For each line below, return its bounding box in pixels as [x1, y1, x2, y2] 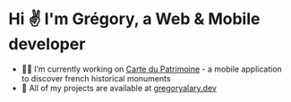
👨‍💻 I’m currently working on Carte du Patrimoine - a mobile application [21, 64, 283, 74]
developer [8, 34, 86, 55]
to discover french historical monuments [21, 72, 171, 83]
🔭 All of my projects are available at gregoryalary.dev [21, 82, 217, 93]
